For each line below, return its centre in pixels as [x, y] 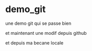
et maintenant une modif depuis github [46, 33]
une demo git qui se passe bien [38, 23]
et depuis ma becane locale [34, 43]
